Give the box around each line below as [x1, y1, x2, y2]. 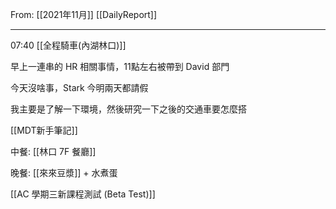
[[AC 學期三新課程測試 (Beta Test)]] [10, 188, 156, 200]
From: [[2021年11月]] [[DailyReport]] [10, 9, 158, 20]
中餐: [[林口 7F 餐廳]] [10, 146, 97, 157]
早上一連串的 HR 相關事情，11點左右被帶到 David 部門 [10, 61, 230, 72]
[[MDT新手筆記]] [10, 124, 78, 136]
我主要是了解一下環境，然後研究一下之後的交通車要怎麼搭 [10, 103, 247, 115]
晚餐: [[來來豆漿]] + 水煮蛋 [10, 167, 118, 178]
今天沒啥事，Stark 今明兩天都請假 [10, 82, 149, 93]
